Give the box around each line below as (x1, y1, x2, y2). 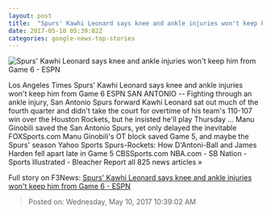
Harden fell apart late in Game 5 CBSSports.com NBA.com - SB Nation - (8, 149, 248, 158)
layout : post (8, 11, 52, 20)
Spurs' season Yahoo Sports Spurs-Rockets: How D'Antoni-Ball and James (8, 140, 257, 150)
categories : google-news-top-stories (8, 34, 135, 43)
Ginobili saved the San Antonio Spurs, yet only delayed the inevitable (8, 123, 237, 133)
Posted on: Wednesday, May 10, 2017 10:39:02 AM (27, 197, 197, 207)
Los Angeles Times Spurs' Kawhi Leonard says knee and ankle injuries (8, 80, 244, 90)
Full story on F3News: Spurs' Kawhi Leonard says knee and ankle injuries (8, 173, 252, 183)
